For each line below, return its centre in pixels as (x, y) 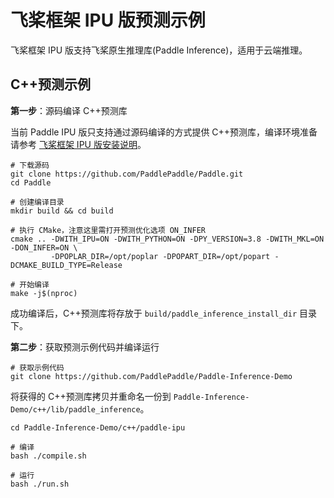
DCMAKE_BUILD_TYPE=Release (66, 265)
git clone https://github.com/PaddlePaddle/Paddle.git (127, 174)
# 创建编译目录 (37, 202)
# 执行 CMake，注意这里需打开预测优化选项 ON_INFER (108, 230)
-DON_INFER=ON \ (44, 247)
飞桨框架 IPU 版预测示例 (108, 20)
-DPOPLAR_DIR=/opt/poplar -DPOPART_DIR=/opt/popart (160, 256)
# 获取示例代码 (37, 367)
